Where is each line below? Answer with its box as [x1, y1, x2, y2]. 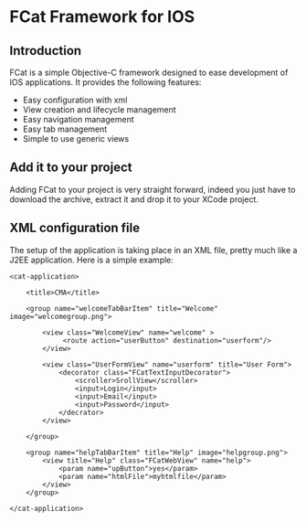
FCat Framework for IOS [9, 6, 195, 27]
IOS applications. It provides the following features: [9, 77, 202, 88]
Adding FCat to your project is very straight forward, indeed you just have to [9, 184, 296, 195]
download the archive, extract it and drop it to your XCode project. [9, 194, 259, 205]
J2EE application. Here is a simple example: [9, 254, 174, 265]
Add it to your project [9, 160, 132, 176]
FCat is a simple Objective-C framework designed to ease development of [9, 67, 289, 78]
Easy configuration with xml [22, 94, 128, 105]
